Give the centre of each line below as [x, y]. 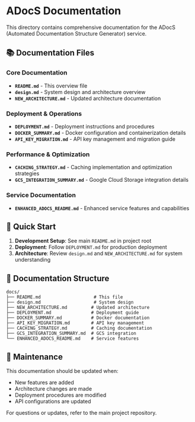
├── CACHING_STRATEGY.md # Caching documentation [79, 328]
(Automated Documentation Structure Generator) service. [76, 33]
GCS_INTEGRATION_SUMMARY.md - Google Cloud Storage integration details [101, 180]
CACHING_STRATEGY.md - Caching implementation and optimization [93, 167]
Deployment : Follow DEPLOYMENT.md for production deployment [91, 247]
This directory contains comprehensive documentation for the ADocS [91, 27]
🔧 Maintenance [35, 357]
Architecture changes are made [53, 388]
